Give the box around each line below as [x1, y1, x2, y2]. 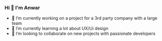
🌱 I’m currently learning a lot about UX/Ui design [11, 26, 109, 31]
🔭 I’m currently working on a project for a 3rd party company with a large [11, 15, 158, 21]
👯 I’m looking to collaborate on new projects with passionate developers [11, 31, 156, 37]
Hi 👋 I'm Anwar [4, 4, 40, 11]
